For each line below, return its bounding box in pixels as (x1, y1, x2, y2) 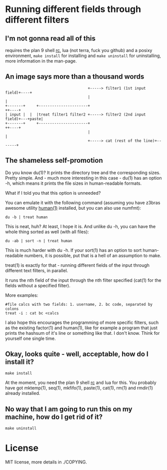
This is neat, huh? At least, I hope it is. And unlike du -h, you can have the (5, 223, 156, 229)
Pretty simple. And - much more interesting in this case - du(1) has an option (5, 175, 162, 181)
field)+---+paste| (5, 116, 43, 121)
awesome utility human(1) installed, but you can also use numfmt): (5, 205, 141, 211)
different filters (5, 14, 69, 26)
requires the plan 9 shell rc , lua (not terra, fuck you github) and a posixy (5, 48, 153, 53)
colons (5, 306, 19, 311)
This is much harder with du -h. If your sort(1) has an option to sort (5, 247, 142, 253)
